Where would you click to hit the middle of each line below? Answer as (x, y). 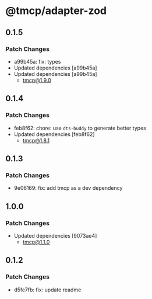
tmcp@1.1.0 (36, 242)
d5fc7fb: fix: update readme (47, 290)
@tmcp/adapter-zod (56, 11)
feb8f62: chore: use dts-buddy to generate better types (80, 128)
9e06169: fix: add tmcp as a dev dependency (68, 188)
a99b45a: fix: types (37, 61)
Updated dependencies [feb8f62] (54, 134)
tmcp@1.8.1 (36, 140)
